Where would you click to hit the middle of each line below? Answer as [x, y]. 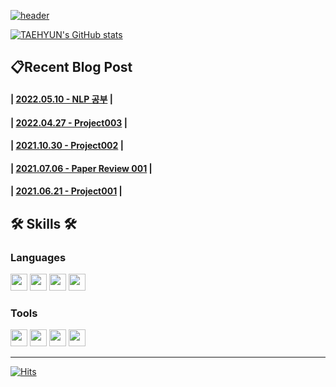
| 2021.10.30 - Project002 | [67, 146]
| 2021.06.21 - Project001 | [66, 191]
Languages [38, 257]
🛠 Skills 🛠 [43, 223]
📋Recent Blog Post [71, 67]
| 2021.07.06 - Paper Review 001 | [81, 168]
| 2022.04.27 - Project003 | [69, 122]
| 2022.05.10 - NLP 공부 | [61, 99]
